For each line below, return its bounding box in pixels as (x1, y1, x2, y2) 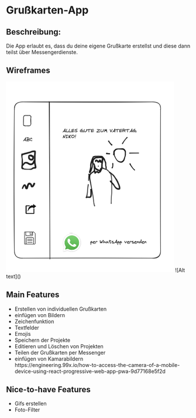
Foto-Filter (14, 406, 40, 413)
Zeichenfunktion (14, 318, 54, 325)
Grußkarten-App (6, 4, 89, 17)
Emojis (14, 330, 31, 337)
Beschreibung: (6, 27, 61, 37)
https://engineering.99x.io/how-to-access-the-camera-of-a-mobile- (14, 361, 180, 368)
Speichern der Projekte (14, 337, 71, 344)
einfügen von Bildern (14, 311, 66, 318)
